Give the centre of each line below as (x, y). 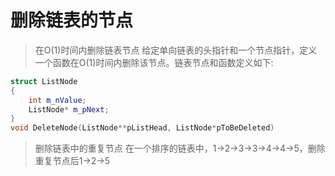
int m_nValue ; (57, 100)
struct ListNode (44, 81)
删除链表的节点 (72, 20)
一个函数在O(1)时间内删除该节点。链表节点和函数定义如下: (154, 62)
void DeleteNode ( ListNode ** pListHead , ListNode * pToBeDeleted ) (142, 128)
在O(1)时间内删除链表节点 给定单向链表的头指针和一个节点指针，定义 (176, 50)
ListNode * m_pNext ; (69, 109)
